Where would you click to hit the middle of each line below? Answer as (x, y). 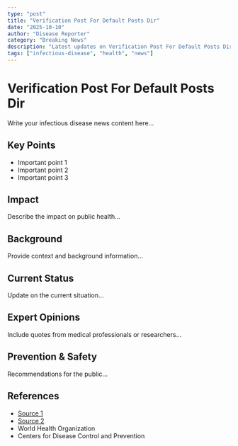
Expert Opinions (44, 318)
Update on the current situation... (56, 295)
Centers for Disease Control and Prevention (81, 435)
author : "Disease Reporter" (49, 34)
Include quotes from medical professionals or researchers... (95, 334)
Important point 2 (43, 170)
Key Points (32, 145)
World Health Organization (56, 428)
